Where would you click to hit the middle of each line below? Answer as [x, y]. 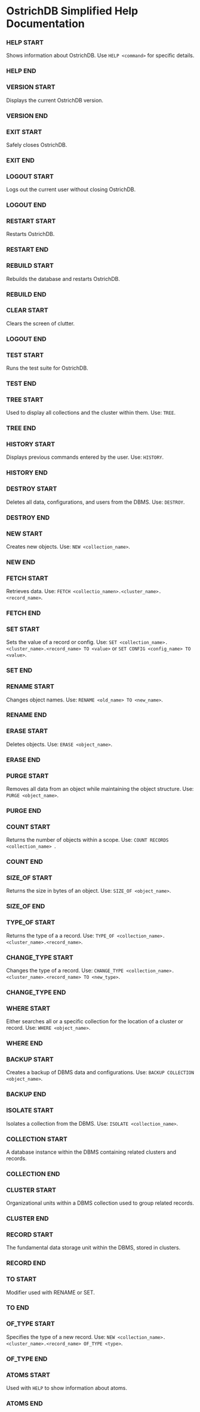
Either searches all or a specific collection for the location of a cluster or [95, 1021]
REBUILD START [30, 266]
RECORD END [26, 1263]
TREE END [21, 428]
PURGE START [27, 776]
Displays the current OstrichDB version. [55, 100]
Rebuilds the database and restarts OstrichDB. [63, 279]
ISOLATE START [30, 1111]
